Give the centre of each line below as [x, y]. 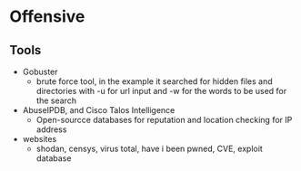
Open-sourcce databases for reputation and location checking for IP [164, 120]
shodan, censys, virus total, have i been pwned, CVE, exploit [150, 148]
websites [40, 139]
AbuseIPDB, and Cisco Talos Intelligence [99, 110]
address [51, 129]
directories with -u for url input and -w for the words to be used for [161, 91]
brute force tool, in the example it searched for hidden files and [154, 81]
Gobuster [40, 71]
